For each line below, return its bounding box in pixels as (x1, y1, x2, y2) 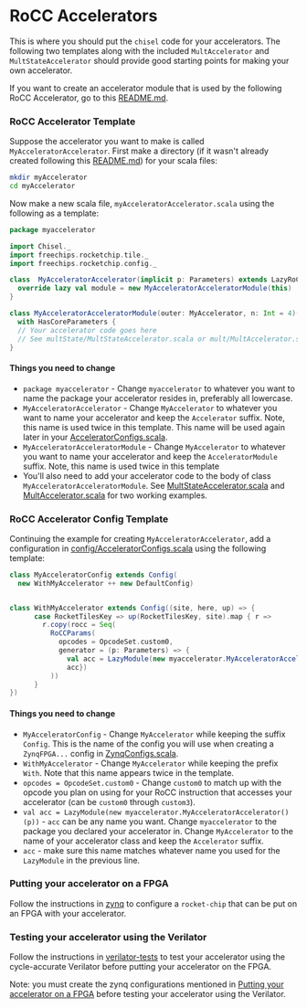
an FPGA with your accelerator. (9, 907, 127, 918)
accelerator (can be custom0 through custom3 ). (22, 796, 196, 807)
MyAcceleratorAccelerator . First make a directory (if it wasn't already (9, 145, 270, 156)
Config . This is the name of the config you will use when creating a (22, 737, 274, 749)
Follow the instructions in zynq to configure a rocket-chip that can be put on (9, 897, 298, 909)
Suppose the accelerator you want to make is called (9, 136, 205, 147)
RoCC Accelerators (9, 5, 158, 27)
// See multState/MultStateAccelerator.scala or (17, 334, 206, 344)
